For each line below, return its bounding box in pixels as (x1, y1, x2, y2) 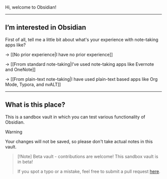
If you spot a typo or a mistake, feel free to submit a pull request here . (17, 168, 161, 174)
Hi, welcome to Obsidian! (5, 4, 57, 10)
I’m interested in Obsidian (5, 23, 86, 32)
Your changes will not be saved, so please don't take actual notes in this (5, 138, 153, 144)
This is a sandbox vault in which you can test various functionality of (5, 114, 146, 120)
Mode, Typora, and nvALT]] (5, 81, 61, 87)
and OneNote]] (5, 66, 36, 72)
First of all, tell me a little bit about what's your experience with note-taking (5, 36, 159, 42)
